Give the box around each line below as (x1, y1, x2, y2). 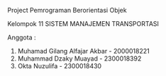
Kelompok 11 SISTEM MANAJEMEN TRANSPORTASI (7, 20, 160, 27)
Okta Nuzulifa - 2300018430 (17, 62, 101, 70)
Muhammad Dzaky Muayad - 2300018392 (17, 54, 142, 63)
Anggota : (7, 33, 36, 42)
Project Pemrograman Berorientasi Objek (7, 6, 127, 14)
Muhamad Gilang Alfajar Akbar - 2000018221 (17, 47, 150, 55)
